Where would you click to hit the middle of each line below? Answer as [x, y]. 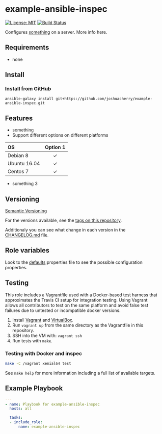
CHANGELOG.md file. [27, 235]
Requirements [27, 48]
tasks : [16, 418]
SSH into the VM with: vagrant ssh [47, 335]
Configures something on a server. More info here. [56, 32]
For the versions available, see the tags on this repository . [63, 220]
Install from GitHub [28, 89]
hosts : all [21, 409]
